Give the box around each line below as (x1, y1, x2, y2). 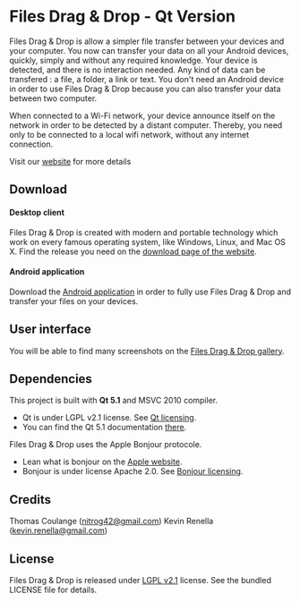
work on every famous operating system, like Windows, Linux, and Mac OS (9, 236, 287, 247)
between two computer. (9, 92, 98, 104)
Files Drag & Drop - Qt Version (9, 6, 236, 27)
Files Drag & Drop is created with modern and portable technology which (9, 226, 279, 238)
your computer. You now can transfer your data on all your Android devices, (9, 45, 289, 55)
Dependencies (9, 371, 92, 386)
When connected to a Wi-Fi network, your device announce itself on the (9, 110, 276, 121)
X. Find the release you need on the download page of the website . (9, 246, 257, 257)
